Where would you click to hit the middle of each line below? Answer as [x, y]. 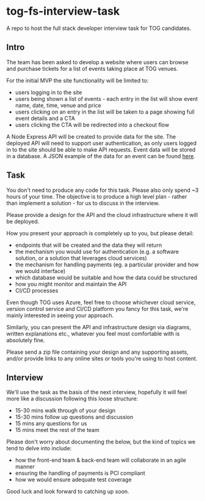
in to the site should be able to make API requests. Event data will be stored [101, 149]
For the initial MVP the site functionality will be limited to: [77, 80]
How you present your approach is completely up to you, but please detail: [100, 233]
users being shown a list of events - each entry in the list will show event [106, 98]
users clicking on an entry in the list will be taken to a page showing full [105, 112]
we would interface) [40, 271]
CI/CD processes [37, 290]
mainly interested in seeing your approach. [60, 315]
